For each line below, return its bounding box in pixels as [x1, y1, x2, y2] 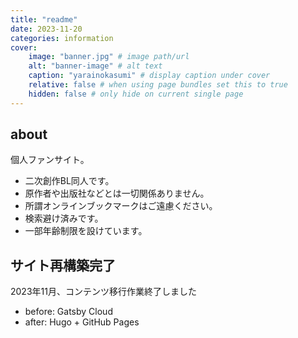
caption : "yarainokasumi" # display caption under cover [28, 71, 271, 81]
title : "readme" [10, 14, 78, 25]
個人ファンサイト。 [10, 154, 90, 166]
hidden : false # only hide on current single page [28, 89, 244, 99]
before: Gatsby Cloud [24, 306, 113, 318]
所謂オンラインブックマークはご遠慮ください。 [24, 200, 218, 212]
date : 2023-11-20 [10, 24, 83, 34]
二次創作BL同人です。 [24, 175, 115, 187]
